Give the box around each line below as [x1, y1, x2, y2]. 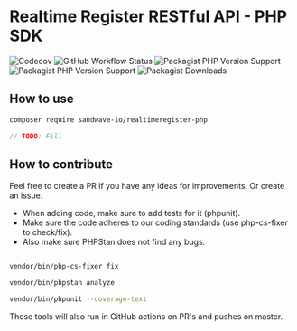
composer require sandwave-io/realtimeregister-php [9, 115, 208, 124]
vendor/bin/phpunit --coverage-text [9, 295, 147, 304]
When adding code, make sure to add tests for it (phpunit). [22, 208, 241, 219]
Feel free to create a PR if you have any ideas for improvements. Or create [9, 181, 285, 192]
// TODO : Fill [9, 131, 63, 141]
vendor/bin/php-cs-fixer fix [9, 262, 119, 271]
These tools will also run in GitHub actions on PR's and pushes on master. [9, 310, 283, 322]
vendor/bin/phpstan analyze [9, 279, 116, 288]
